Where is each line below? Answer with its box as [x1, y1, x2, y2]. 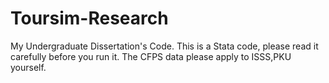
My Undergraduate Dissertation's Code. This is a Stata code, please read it [10, 40, 319, 52]
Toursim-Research [10, 7, 169, 30]
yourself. [10, 61, 47, 73]
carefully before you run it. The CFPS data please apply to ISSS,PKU [10, 50, 292, 62]
